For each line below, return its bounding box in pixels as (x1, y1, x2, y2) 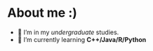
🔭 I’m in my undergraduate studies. (17, 28, 119, 36)
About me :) (7, 5, 77, 21)
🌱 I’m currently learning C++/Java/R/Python (17, 35, 147, 43)
